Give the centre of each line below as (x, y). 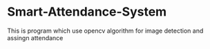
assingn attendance (35, 37)
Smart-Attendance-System (87, 12)
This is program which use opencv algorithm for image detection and (105, 31)
